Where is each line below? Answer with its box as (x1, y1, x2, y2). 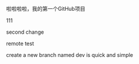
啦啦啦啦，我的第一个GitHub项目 (6, 5, 86, 12)
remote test (6, 40, 34, 47)
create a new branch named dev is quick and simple (6, 52, 134, 58)
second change (6, 28, 44, 36)
